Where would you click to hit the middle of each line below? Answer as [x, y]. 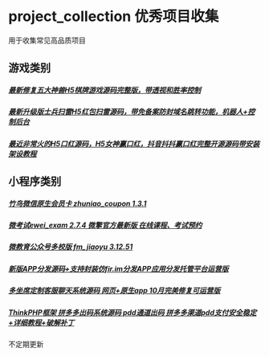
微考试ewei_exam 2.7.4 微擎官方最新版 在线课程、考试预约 [105, 225]
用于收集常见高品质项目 [47, 40]
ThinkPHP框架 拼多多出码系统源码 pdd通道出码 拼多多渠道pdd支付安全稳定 [132, 312]
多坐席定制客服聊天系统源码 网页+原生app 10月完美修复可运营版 [114, 291]
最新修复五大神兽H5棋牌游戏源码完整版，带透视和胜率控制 [105, 90]
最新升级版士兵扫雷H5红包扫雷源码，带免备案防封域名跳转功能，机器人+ [128, 112]
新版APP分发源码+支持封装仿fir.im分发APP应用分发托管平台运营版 [118, 268]
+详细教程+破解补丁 [41, 322]
